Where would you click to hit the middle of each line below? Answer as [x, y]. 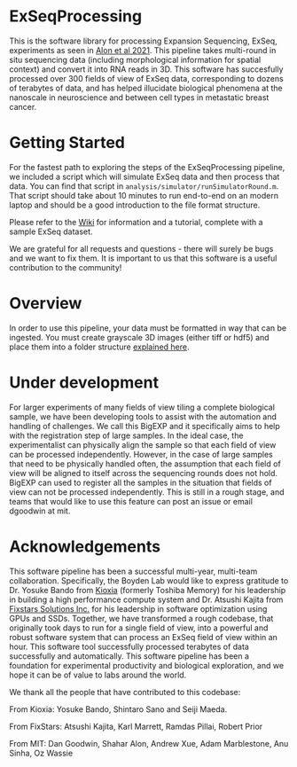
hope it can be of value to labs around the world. [98, 675]
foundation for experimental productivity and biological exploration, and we [147, 665]
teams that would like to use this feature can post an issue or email [131, 501]
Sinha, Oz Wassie [41, 753]
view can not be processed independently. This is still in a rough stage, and [147, 492]
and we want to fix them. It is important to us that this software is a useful [143, 258]
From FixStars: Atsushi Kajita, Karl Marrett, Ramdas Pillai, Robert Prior [136, 726]
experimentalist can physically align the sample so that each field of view [143, 444]
